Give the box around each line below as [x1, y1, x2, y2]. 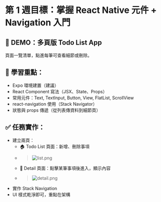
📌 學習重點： [5, 68, 44, 77]
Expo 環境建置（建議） [12, 82, 59, 88]
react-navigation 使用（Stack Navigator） [12, 101, 98, 107]
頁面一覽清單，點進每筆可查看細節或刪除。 [5, 53, 92, 58]
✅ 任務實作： [5, 123, 45, 132]
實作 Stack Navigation [12, 185, 57, 191]
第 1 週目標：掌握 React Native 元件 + [5, 4, 157, 16]
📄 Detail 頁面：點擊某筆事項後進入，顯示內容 [19, 165, 111, 171]
